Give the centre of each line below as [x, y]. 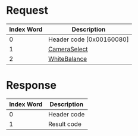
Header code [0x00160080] [89, 39]
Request [27, 10]
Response [32, 86]
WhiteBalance [68, 58]
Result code [65, 124]
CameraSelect [68, 49]
